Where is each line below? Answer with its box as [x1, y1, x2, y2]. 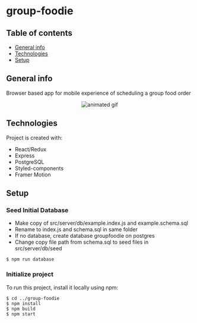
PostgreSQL [14, 158, 45, 165]
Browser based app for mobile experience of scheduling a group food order [6, 89, 192, 97]
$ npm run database [6, 256, 55, 263]
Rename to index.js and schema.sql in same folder [14, 226, 138, 233]
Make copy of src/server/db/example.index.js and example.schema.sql [14, 219, 189, 227]
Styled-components [14, 164, 64, 172]
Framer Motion [14, 171, 52, 178]
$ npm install [6, 300, 42, 306]
